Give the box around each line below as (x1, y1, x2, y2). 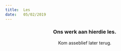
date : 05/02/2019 (5, 12, 46, 17)
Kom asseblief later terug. (57, 39, 112, 45)
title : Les (5, 7, 30, 12)
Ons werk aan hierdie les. (52, 28, 117, 35)
